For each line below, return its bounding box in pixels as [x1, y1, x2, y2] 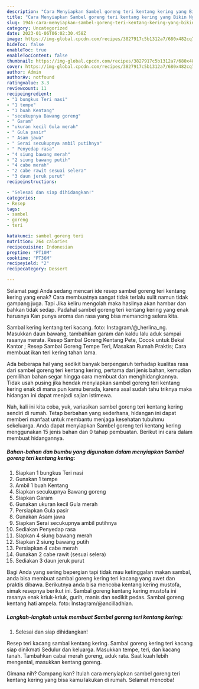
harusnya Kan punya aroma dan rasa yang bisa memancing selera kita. [6, 312, 179, 319]
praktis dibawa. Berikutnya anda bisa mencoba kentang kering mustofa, [6, 581, 181, 588]
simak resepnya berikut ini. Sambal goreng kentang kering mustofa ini [6, 587, 177, 594]
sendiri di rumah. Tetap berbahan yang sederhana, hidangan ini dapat [6, 410, 177, 416]
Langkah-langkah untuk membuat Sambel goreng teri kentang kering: [6, 613, 183, 621]
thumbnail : [6, 58, 34, 64]
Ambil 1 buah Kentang [15, 482, 68, 489]
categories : [6, 195, 36, 201]
